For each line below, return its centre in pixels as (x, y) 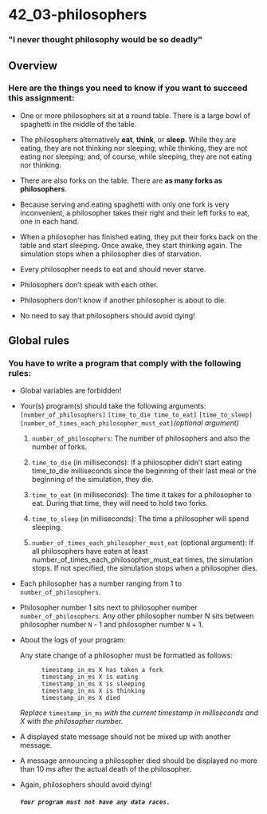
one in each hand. (49, 221)
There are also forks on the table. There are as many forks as (121, 180)
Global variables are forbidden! (71, 391)
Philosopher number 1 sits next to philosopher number (108, 607)
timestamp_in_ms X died (81, 698)
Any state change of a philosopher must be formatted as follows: (126, 655)
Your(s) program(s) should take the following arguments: (113, 406)
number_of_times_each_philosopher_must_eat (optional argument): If (142, 543)
